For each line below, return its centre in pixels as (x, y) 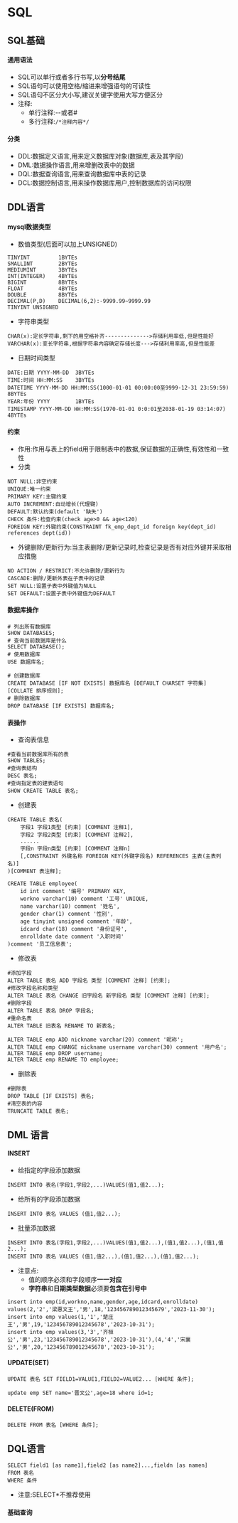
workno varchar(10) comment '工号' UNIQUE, (85, 899)
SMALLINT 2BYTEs (43, 264)
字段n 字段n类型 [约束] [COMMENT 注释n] (75, 849)
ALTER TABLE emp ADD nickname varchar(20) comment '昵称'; (96, 1040)
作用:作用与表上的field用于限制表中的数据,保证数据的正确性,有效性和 (117, 449)
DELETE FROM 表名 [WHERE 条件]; (53, 1425)
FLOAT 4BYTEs (43, 289)
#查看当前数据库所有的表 (38, 754)
